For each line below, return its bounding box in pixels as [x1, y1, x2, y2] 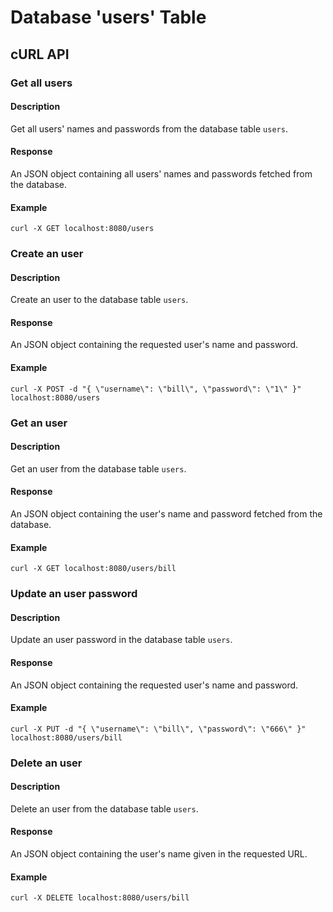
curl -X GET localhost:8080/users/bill [10, 564, 177, 574]
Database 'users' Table [10, 6, 207, 29]
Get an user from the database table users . [10, 462, 187, 475]
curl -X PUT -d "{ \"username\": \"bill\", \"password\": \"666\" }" [10, 724, 307, 734]
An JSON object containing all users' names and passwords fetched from [10, 167, 313, 180]
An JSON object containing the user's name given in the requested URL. [10, 848, 308, 860]
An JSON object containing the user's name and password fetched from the [10, 507, 323, 520]
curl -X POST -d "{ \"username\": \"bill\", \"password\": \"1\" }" [10, 384, 302, 394]
